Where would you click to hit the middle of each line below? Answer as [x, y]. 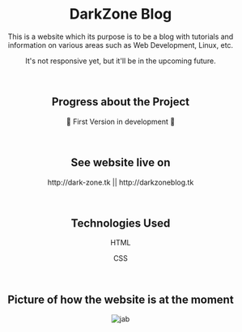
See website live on [121, 163]
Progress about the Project [121, 102]
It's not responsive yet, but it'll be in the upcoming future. [121, 61]
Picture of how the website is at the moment [121, 299]
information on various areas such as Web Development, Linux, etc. [121, 45]
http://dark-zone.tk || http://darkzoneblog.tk [121, 182]
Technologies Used [121, 223]
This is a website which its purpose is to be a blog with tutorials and [121, 36]
